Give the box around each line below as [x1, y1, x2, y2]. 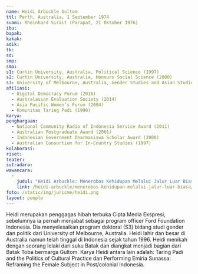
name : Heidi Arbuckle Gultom [6, 8, 78, 15]
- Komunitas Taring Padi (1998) [11, 107, 91, 113]
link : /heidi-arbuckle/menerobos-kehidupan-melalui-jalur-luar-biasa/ [16, 184, 194, 190]
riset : [6, 151, 22, 157]
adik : [6, 42, 19, 48]
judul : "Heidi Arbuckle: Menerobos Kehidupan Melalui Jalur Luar [16, 179, 181, 184]
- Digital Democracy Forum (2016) [11, 91, 96, 97]
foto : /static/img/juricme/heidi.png [6, 189, 99, 195]
